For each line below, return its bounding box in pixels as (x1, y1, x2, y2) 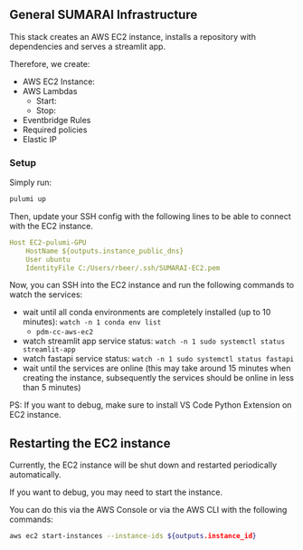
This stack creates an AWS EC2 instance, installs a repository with (9, 31, 256, 42)
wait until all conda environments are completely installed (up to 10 (22, 307, 271, 318)
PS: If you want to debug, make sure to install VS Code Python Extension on (9, 400, 292, 410)
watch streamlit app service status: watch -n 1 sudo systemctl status (22, 335, 286, 347)
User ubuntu (25, 255, 71, 264)
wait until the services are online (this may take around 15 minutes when (22, 362, 291, 374)
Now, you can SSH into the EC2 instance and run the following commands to (9, 280, 295, 291)
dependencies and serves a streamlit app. (9, 41, 166, 52)
